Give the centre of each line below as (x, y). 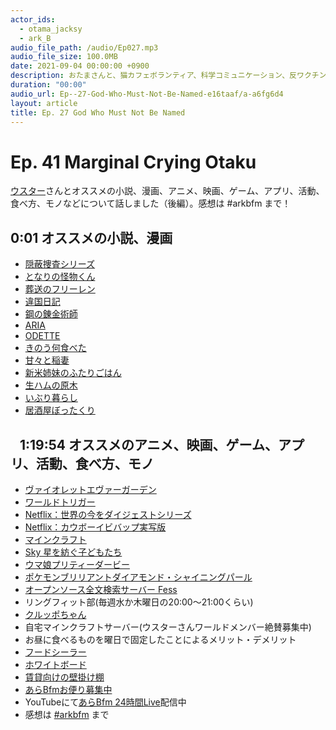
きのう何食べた (55, 348)
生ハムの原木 (51, 385)
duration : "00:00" (48, 85)
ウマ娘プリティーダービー (77, 564)
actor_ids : (33, 19)
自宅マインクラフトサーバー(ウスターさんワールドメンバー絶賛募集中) (168, 627)
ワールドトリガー (60, 502)
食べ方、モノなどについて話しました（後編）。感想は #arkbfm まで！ (151, 203)
